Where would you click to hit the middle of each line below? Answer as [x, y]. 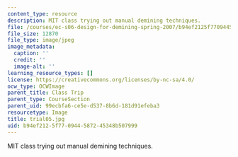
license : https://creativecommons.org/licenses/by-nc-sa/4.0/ [101, 80]
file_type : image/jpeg [41, 40]
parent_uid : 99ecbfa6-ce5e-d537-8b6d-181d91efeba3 [84, 106]
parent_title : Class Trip [45, 93]
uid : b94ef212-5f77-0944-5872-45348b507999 [73, 126]
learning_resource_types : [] [50, 73]
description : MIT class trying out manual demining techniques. [104, 21]
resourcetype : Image [38, 112]
